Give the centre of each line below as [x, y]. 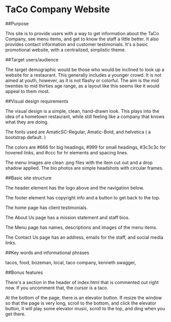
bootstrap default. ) [26, 137]
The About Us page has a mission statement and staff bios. [68, 217]
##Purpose [17, 24]
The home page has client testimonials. [46, 208]
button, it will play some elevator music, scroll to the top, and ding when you [85, 308]
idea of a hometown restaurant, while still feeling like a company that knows [85, 117]
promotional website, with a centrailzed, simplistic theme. [66, 50]
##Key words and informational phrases [47, 252]
